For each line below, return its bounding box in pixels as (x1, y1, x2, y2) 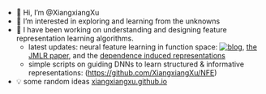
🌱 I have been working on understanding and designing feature (15, 25, 227, 34)
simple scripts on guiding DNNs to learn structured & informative (28, 59, 245, 69)
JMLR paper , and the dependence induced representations (28, 51, 225, 60)
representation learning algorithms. (15, 33, 134, 43)
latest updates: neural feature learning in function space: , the (28, 42, 258, 52)
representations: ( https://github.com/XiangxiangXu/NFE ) (28, 68, 217, 77)
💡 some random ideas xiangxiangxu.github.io (15, 77, 168, 86)
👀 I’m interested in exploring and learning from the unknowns (15, 16, 221, 26)
